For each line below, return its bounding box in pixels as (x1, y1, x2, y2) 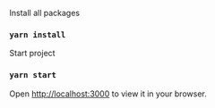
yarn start (9, 71, 56, 80)
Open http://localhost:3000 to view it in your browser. (9, 88, 208, 99)
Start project (9, 48, 56, 59)
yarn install (9, 29, 66, 39)
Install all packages (9, 8, 81, 18)
